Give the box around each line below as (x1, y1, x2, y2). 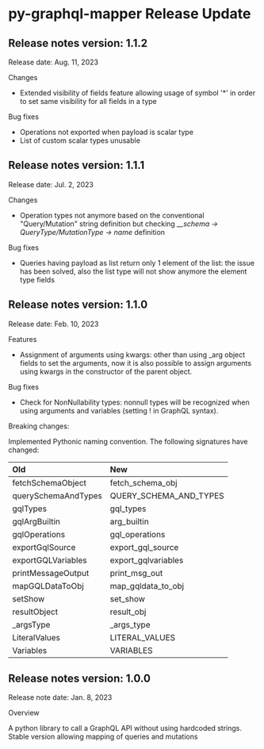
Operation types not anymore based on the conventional (19, 210, 205, 220)
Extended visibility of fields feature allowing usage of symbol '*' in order (19, 88, 256, 98)
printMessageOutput (12, 567, 90, 578)
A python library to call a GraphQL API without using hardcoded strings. (8, 724, 242, 733)
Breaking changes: (8, 421, 70, 431)
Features (8, 334, 37, 344)
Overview (8, 708, 40, 718)
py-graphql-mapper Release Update (8, 5, 251, 23)
